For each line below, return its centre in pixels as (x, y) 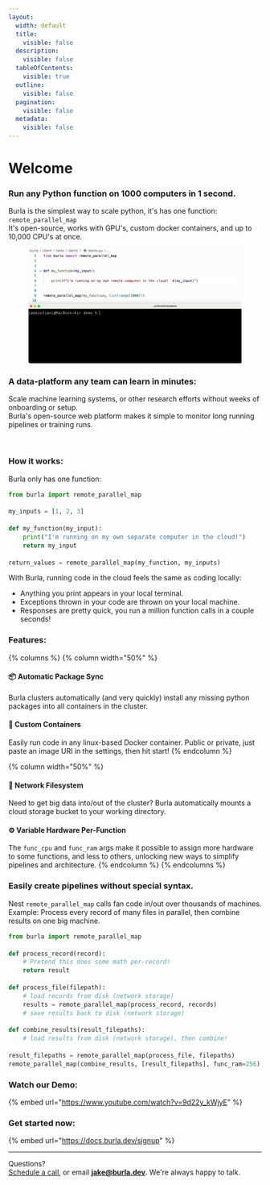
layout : (21, 17)
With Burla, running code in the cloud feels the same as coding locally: (125, 578)
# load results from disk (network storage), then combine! (125, 1039)
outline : (30, 85)
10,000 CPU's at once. (45, 237)
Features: (27, 640)
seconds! (35, 619)
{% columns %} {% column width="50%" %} (83, 658)
